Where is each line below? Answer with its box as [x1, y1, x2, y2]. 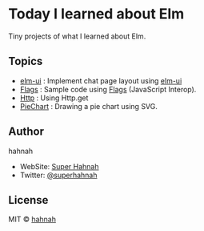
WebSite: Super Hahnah [19, 161, 99, 171]
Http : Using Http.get [19, 93, 89, 103]
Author [8, 125, 44, 139]
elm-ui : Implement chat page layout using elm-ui [19, 75, 182, 85]
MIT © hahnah [8, 214, 56, 225]
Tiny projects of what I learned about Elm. [8, 31, 146, 41]
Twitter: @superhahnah [19, 170, 98, 180]
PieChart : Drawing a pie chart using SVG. [19, 101, 158, 111]
